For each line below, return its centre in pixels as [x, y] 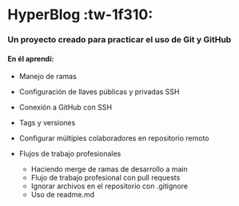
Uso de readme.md [63, 195]
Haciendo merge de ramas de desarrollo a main [110, 169]
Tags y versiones [47, 123]
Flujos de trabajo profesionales [70, 154]
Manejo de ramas [48, 77]
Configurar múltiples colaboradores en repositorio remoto [114, 138]
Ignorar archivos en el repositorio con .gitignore [110, 186]
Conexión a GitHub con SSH [66, 107]
